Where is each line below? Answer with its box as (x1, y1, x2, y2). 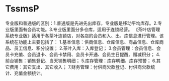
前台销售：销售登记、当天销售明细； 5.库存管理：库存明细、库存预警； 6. (5, 57, 157, 63)
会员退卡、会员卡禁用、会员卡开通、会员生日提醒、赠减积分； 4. (27, 51, 160, 57)
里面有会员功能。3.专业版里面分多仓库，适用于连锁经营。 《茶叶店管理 (14, 26, 160, 32)
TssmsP (5, 3, 39, 14)
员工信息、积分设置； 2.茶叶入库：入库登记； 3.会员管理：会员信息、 (14, 45, 157, 51)
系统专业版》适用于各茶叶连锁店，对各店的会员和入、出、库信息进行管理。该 (5, 32, 164, 38)
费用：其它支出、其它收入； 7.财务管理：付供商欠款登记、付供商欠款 (9, 63, 151, 70)
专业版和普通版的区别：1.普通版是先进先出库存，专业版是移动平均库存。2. (5, 20, 158, 26)
